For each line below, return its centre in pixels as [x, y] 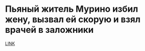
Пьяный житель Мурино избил [72, 9]
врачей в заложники [49, 30]
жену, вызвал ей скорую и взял [73, 19]
